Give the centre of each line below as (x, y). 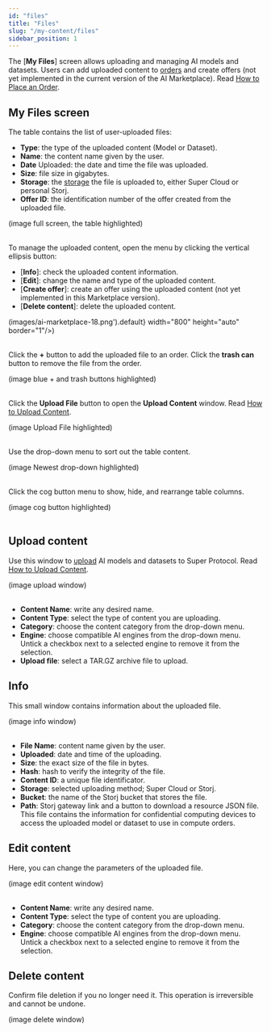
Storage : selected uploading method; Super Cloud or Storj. (118, 788)
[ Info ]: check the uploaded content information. (99, 272)
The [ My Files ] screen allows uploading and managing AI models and (124, 61)
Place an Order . (34, 87)
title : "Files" (34, 23)
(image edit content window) (56, 883)
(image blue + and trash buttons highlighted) (83, 379)
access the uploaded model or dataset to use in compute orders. (127, 823)
